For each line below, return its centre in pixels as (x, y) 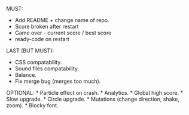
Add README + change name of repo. (62, 20)
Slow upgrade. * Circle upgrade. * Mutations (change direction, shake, (93, 99)
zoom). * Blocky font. (32, 105)
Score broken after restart (47, 27)
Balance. (26, 75)
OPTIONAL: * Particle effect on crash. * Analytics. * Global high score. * (95, 93)
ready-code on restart (42, 39)
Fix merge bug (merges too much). (58, 81)
